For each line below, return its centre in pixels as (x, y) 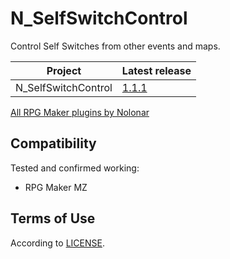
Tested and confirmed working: (75, 168)
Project (64, 70)
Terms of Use (53, 218)
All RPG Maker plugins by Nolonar (80, 112)
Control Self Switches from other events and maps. (115, 46)
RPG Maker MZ (56, 187)
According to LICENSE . (57, 243)
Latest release (156, 70)
